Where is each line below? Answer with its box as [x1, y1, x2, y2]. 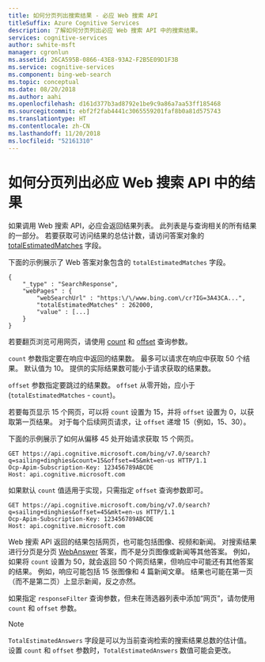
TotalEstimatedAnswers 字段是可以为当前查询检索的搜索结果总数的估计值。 [8, 636, 252, 645]
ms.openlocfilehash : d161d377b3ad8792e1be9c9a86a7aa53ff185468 [8, 100, 221, 108]
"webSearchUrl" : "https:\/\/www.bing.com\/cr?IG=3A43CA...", [36, 294, 246, 302]
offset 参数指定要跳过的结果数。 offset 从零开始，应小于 [8, 381, 195, 390]
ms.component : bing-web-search [8, 71, 112, 78]
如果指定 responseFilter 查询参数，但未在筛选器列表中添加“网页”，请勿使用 [8, 594, 256, 603]
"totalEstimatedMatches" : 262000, [36, 301, 154, 309]
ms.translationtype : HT [8, 115, 87, 123]
